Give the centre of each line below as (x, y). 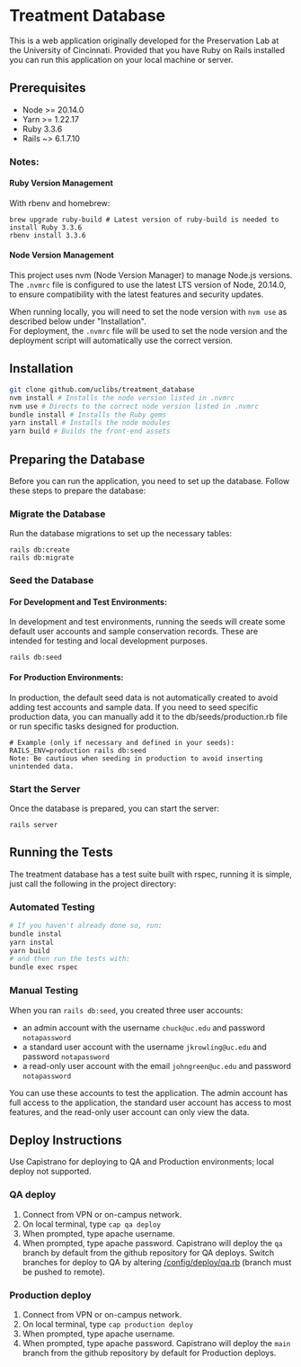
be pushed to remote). (63, 1272)
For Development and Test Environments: (89, 602)
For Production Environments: (66, 677)
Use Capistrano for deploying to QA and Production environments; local (142, 1162)
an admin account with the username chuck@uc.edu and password (143, 1028)
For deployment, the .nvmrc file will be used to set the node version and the (148, 331)
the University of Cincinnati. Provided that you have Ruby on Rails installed (147, 49)
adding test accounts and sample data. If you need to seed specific (134, 706)
